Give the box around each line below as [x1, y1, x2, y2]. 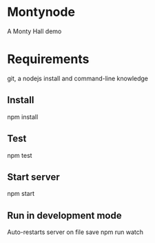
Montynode [7, 4, 76, 20]
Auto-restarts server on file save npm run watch [7, 228, 143, 236]
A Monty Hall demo [7, 27, 62, 35]
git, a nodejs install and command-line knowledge [7, 74, 149, 82]
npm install [7, 112, 39, 121]
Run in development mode [7, 209, 122, 222]
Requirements [7, 51, 90, 67]
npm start [7, 190, 35, 198]
